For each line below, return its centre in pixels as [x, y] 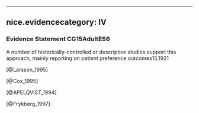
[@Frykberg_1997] [28, 104]
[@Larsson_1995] [27, 69]
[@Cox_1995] [22, 81]
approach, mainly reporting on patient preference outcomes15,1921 [87, 58]
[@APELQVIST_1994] [32, 92]
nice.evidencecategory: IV [56, 22]
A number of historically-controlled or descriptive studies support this [91, 52]
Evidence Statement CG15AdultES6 [58, 39]
